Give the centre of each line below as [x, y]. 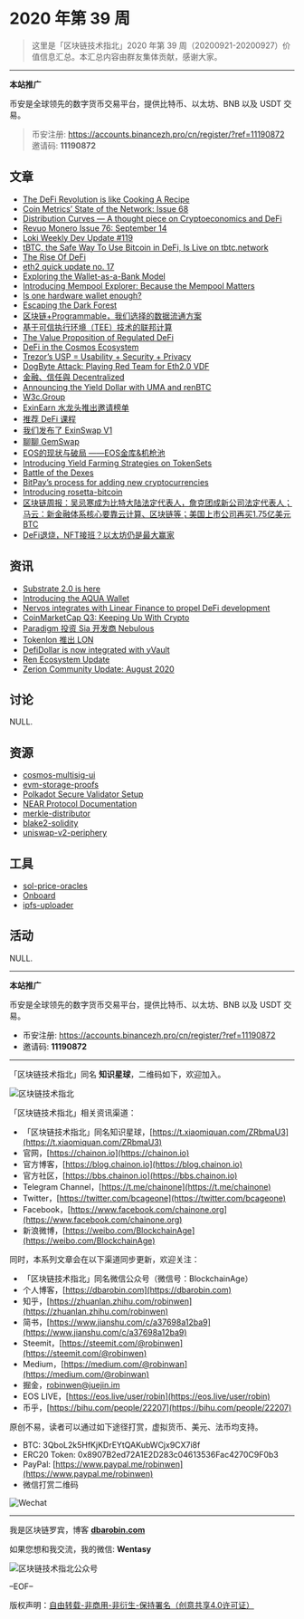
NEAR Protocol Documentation [80, 804]
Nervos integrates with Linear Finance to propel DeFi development [146, 608]
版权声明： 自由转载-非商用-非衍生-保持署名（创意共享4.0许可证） [132, 1605]
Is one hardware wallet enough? [82, 295]
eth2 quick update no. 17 [68, 266]
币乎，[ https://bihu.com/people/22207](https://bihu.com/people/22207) [157, 1407]
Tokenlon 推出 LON [58, 639]
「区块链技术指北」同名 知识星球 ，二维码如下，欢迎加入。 [118, 1074]
